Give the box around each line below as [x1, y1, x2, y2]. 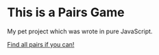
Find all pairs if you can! [7, 40, 75, 48]
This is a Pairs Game [7, 5, 125, 20]
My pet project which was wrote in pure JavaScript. [7, 27, 153, 35]
